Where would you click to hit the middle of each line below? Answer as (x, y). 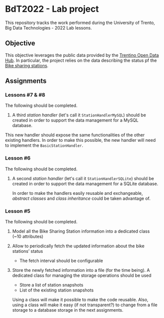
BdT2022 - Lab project (52, 9)
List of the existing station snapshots (57, 290)
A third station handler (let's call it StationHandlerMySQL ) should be (79, 115)
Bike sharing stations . (27, 65)
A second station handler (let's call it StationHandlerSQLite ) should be (83, 178)
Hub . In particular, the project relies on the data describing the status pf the (81, 60)
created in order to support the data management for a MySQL (75, 120)
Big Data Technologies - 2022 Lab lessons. (48, 27)
